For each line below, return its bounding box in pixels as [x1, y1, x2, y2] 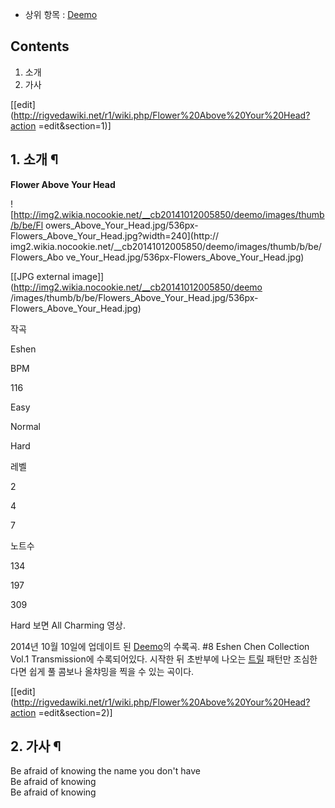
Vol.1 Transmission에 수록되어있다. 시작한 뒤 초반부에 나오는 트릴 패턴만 [10, 653, 292, 665]
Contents [10, 38, 70, 55]
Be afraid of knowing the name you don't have [10, 765, 201, 777]
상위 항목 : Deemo [24, 9, 98, 20]
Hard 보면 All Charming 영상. [10, 619, 126, 631]
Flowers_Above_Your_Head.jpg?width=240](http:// [10, 229, 220, 242]
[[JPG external [10, 270, 70, 282]
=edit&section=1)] [38, 119, 112, 132]
